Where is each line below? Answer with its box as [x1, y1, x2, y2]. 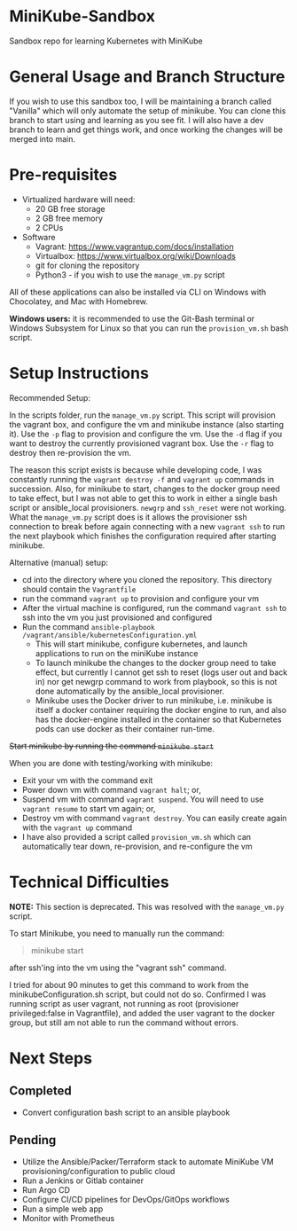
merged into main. [9, 133, 75, 144]
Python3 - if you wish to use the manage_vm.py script [35, 269, 225, 280]
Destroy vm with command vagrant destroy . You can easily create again [21, 812, 287, 823]
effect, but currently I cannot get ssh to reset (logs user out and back [35, 667, 288, 678]
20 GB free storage [35, 203, 106, 214]
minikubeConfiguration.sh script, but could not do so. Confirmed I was [9, 989, 267, 1000]
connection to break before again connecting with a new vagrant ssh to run [9, 521, 285, 531]
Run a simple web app [21, 1204, 104, 1214]
